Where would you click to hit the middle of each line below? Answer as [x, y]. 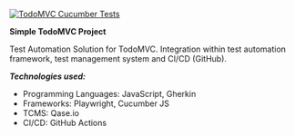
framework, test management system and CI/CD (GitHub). [118, 58]
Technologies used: [48, 76]
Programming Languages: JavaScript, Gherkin [109, 94]
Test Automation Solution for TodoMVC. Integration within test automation [148, 49]
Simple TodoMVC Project [58, 31]
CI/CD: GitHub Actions [65, 123]
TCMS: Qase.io [51, 113]
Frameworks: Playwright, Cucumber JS [96, 103]
